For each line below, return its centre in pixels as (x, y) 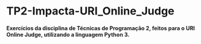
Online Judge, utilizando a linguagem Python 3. (68, 34)
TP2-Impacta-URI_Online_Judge (90, 11)
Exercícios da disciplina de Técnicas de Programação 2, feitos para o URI (100, 28)
